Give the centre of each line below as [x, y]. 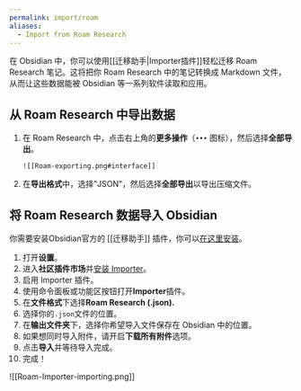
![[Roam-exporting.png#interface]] [89, 166]
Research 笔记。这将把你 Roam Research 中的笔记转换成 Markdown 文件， [148, 72]
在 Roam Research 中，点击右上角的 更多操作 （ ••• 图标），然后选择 [146, 138]
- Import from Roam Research [72, 34]
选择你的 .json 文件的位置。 [72, 314]
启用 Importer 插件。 [60, 280]
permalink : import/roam [54, 18]
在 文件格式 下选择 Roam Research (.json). [98, 302]
